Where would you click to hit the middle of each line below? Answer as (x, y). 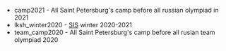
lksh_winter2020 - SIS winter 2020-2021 (73, 25)
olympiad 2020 (36, 40)
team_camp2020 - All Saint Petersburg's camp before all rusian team (114, 32)
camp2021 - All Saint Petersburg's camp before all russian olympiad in (116, 10)
